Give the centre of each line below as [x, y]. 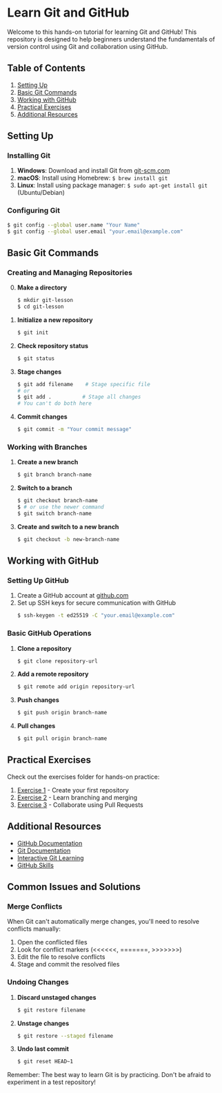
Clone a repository [44, 648]
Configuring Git [34, 211]
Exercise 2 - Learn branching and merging [77, 797]
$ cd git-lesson [40, 307]
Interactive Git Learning [50, 857]
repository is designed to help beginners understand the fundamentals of [111, 39]
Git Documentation [44, 850]
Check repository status [52, 345]
